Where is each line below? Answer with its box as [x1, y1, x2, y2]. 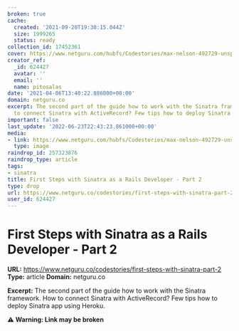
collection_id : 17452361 [7, 43, 81, 51]
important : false [7, 116, 59, 123]
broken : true [7, 10, 46, 18]
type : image [14, 143, 50, 150]
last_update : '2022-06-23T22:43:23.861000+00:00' [7, 122, 158, 130]
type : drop [7, 182, 40, 189]
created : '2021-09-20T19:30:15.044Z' [14, 23, 126, 31]
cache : [7, 17, 27, 24]
